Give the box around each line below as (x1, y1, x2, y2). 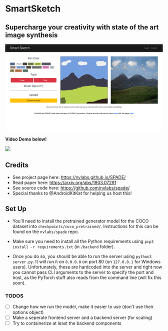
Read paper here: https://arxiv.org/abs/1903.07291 (12, 179, 116, 185)
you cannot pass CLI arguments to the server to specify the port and (12, 269, 154, 275)
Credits (5, 161, 29, 169)
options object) (12, 309, 44, 315)
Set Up (5, 204, 26, 213)
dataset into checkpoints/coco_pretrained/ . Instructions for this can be (12, 223, 159, 229)
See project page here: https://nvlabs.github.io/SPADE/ (12, 174, 126, 180)
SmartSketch (5, 3, 61, 14)
